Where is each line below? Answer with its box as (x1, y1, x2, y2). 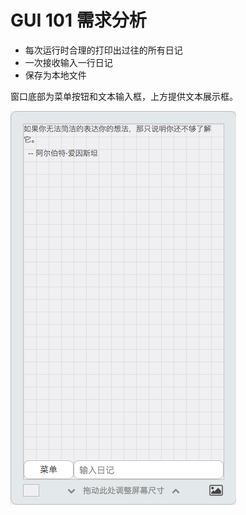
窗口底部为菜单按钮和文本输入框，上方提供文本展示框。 (10, 90, 238, 102)
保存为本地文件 (24, 69, 87, 81)
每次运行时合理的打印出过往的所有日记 (24, 44, 183, 56)
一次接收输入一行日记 (24, 56, 113, 68)
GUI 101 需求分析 (10, 9, 147, 32)
